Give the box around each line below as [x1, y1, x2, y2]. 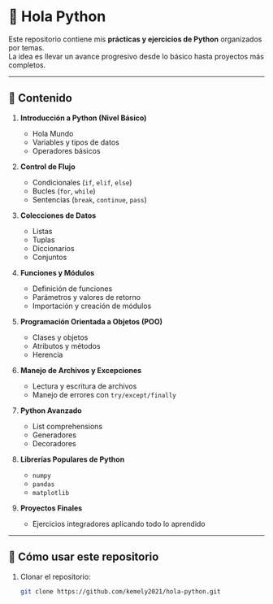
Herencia [32, 350, 63, 359]
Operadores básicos [32, 146, 101, 155]
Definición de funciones [32, 284, 113, 293]
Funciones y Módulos [19, 267, 95, 277]
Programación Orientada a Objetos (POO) [19, 316, 162, 326]
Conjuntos [32, 252, 67, 262]
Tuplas [32, 235, 55, 245]
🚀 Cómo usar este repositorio [8, 550, 159, 564]
